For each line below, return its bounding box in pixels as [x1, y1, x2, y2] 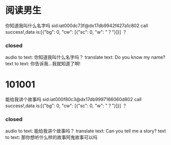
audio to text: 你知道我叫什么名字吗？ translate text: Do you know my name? [5, 54, 165, 60]
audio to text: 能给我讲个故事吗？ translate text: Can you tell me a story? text [5, 128, 166, 134]
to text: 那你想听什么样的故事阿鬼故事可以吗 [5, 134, 98, 140]
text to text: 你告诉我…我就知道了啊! [5, 61, 81, 67]
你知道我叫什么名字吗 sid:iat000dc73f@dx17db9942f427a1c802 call [5, 22, 148, 29]
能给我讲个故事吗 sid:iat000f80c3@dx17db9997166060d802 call [5, 96, 142, 103]
